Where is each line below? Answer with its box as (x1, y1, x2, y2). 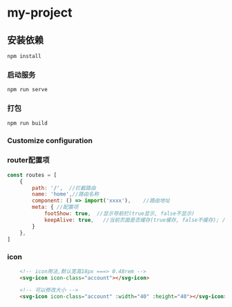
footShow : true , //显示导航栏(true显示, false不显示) (43, 210, 195, 217)
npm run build (7, 120, 48, 127)
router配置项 (7, 156, 50, 165)
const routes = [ (7, 171, 57, 178)
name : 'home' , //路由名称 (32, 191, 99, 198)
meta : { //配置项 (32, 204, 79, 211)
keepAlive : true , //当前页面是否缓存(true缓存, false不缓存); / (43, 216, 226, 223)
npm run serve (7, 86, 48, 93)
